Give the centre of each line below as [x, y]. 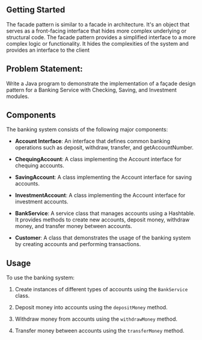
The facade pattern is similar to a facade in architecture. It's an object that [98, 24]
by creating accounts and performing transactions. [78, 244]
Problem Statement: [44, 69]
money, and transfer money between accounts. [73, 226]
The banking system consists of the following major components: [87, 129]
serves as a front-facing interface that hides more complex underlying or [96, 31]
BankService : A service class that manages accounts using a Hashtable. [105, 214]
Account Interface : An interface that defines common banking [92, 141]
